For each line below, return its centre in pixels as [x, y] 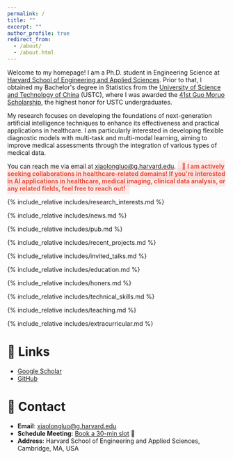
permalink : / [26, 14]
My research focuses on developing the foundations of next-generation [110, 115]
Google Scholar [40, 371]
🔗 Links [29, 352]
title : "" [22, 20]
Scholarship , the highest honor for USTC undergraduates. [90, 102]
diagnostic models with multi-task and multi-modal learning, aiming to [107, 137]
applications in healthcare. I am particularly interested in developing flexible [115, 130]
